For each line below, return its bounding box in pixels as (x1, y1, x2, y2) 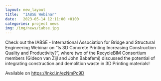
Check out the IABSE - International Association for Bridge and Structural (5, 39, 156, 45)
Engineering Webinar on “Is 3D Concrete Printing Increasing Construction (5, 45, 156, 51)
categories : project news (5, 21, 59, 26)
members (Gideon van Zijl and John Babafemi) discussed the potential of (5, 55, 156, 61)
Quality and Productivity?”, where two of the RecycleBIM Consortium (5, 50, 146, 56)
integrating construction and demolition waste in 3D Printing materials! (5, 61, 150, 67)
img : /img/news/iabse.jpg (5, 26, 59, 31)
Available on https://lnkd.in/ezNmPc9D (5, 70, 85, 76)
